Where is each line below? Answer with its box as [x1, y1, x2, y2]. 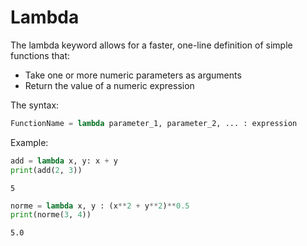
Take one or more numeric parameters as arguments [24, 69, 242, 81]
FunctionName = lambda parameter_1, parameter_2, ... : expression [10, 118, 298, 128]
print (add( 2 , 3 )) [10, 165, 83, 175]
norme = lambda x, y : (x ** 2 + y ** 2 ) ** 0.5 [10, 201, 190, 211]
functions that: [10, 49, 71, 61]
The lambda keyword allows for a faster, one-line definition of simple [10, 39, 293, 51]
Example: [10, 136, 49, 148]
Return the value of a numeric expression [24, 79, 195, 91]
